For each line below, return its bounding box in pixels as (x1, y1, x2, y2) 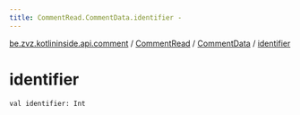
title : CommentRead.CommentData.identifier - (9, 13, 182, 22)
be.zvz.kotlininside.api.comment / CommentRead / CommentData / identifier (9, 38, 291, 49)
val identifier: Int (9, 99, 87, 108)
